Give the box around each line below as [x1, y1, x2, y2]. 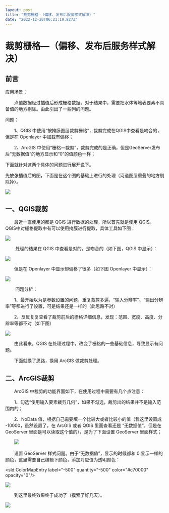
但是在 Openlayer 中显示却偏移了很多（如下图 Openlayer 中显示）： [14, 266, 153, 272]
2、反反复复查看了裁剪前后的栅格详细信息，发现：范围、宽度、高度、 [14, 314, 158, 320]
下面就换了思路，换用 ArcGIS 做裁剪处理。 [14, 358, 102, 364]
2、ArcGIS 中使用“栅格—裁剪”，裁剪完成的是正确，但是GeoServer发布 [14, 145, 160, 151]
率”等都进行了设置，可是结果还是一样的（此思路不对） [5, 303, 118, 309]
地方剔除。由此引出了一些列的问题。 [18, 106, 94, 112]
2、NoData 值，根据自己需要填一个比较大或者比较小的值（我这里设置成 [14, 416, 162, 422]
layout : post [5, 7, 33, 13]
